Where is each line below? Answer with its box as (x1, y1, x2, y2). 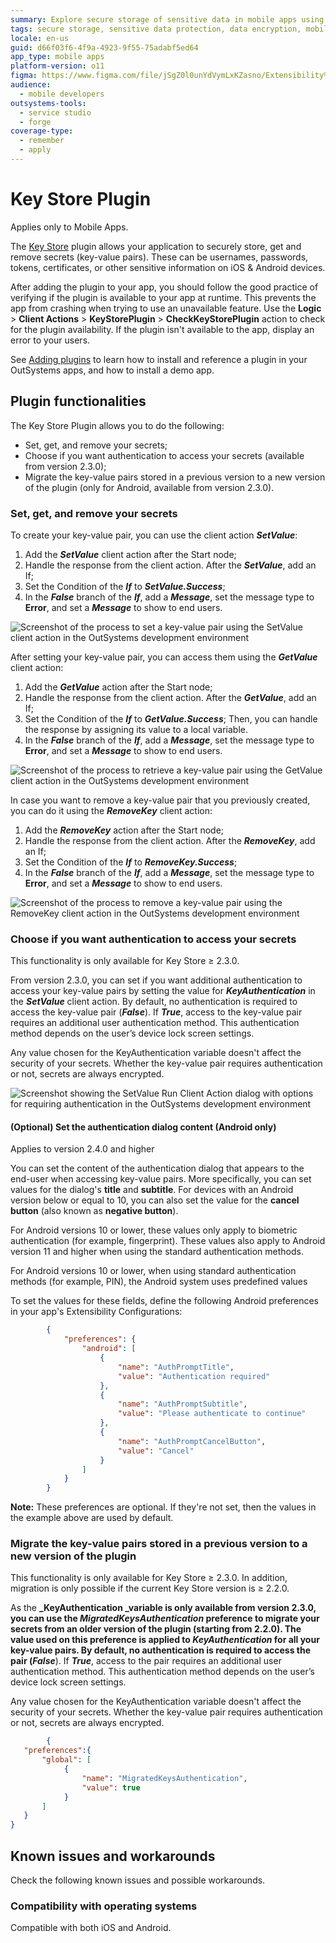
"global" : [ (41, 1755, 92, 1765)
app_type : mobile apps (10, 52, 105, 62)
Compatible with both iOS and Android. (10, 1922, 172, 1934)
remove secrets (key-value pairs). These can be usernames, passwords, (10, 251, 309, 263)
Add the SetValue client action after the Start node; (24, 548, 237, 560)
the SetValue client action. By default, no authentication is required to (10, 996, 298, 1008)
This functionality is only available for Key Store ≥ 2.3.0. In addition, (10, 1572, 288, 1584)
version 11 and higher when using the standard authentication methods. (10, 1246, 304, 1258)
